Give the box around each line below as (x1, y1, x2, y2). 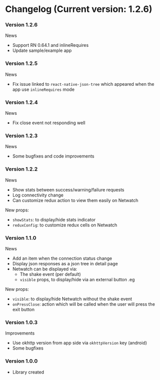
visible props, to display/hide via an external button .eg (19, 276, 135, 282)
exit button (12, 306, 35, 312)
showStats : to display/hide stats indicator (12, 216, 96, 222)
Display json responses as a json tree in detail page (12, 260, 118, 266)
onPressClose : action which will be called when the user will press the (12, 301, 156, 307)
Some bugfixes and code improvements (12, 153, 95, 159)
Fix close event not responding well (12, 120, 86, 126)
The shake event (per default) (19, 271, 81, 277)
